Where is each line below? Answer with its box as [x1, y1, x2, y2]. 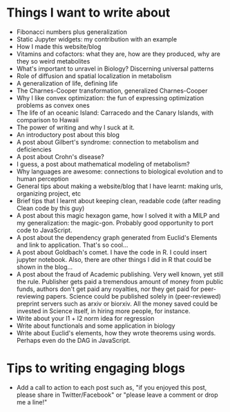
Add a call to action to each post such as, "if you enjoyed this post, [16, 383, 207, 391]
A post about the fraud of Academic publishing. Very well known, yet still [16, 270, 224, 278]
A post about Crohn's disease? [16, 152, 104, 160]
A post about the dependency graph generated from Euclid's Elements [16, 233, 218, 241]
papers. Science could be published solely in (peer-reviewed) [46, 292, 222, 300]
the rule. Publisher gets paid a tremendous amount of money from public [16, 277, 224, 285]
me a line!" [16, 397, 48, 406]
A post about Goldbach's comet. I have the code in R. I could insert [16, 247, 207, 256]
